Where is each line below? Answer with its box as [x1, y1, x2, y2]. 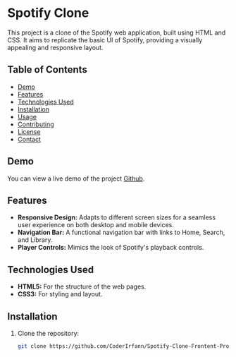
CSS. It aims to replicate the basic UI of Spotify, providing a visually [7, 35, 203, 44]
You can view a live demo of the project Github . [7, 174, 145, 183]
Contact [17, 135, 41, 143]
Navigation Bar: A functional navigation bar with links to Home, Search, [17, 228, 225, 237]
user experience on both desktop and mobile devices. [17, 221, 174, 229]
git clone [17, 343, 47, 350]
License [17, 127, 41, 135]
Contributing [17, 120, 54, 128]
